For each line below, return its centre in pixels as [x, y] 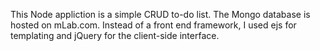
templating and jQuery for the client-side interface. [115, 35]
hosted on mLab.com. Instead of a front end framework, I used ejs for [153, 25]
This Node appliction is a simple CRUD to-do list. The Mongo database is [160, 14]
